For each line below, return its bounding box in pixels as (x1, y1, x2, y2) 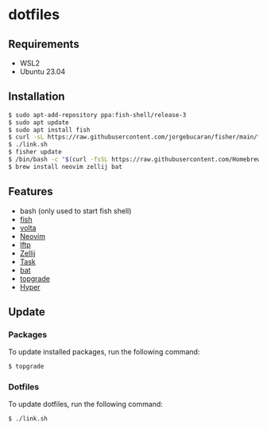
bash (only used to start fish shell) (19, 205, 132, 216)
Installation (8, 90, 65, 104)
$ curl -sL (8, 133, 44, 141)
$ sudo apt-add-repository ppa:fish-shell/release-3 (8, 111, 187, 119)
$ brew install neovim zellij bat (8, 162, 123, 170)
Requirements (8, 37, 79, 51)
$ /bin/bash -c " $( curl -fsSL (8, 155, 109, 164)
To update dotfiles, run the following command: (8, 400, 163, 409)
